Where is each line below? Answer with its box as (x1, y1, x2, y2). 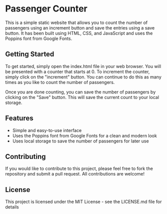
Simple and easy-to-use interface (12, 127, 82, 133)
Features (5, 114, 33, 122)
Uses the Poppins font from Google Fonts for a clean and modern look (12, 132, 157, 138)
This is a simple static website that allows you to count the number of (5, 19, 148, 25)
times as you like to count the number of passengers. (5, 79, 115, 85)
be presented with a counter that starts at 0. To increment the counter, (5, 68, 150, 74)
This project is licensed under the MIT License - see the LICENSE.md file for (5, 198, 162, 205)
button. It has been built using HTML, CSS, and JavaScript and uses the (5, 30, 153, 36)
